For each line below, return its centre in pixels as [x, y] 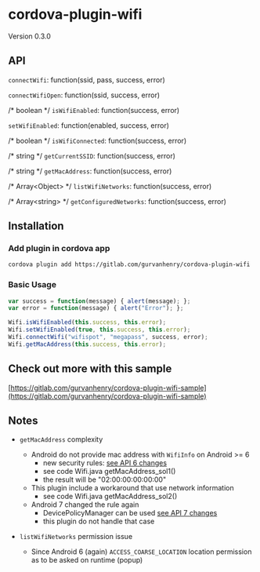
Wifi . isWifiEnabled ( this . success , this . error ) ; [87, 322]
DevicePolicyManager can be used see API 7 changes [130, 513]
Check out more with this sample [90, 369]
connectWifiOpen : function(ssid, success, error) [84, 95]
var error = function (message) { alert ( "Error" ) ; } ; [96, 308]
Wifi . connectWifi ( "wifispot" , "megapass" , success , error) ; [108, 337]
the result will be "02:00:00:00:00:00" [105, 479]
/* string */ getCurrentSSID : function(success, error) [92, 155]
